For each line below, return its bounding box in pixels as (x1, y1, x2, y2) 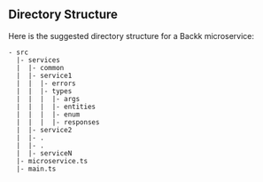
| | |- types (16, 86, 73, 96)
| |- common (16, 63, 65, 72)
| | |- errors (16, 79, 76, 88)
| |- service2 (16, 125, 73, 134)
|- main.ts (16, 164, 57, 173)
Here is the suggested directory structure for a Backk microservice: (8, 30, 254, 41)
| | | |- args (16, 94, 81, 103)
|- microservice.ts (16, 156, 89, 165)
